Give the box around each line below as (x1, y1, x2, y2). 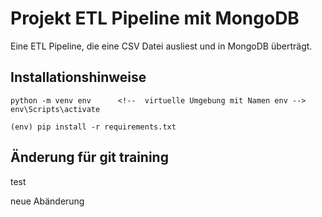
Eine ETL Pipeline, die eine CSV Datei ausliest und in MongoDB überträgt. (10, 40, 313, 52)
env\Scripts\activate (10, 104, 101, 114)
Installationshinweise (10, 69, 147, 86)
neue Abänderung (10, 195, 85, 207)
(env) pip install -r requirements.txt (10, 122, 177, 132)
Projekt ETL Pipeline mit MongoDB (10, 7, 300, 30)
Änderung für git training (10, 149, 169, 166)
